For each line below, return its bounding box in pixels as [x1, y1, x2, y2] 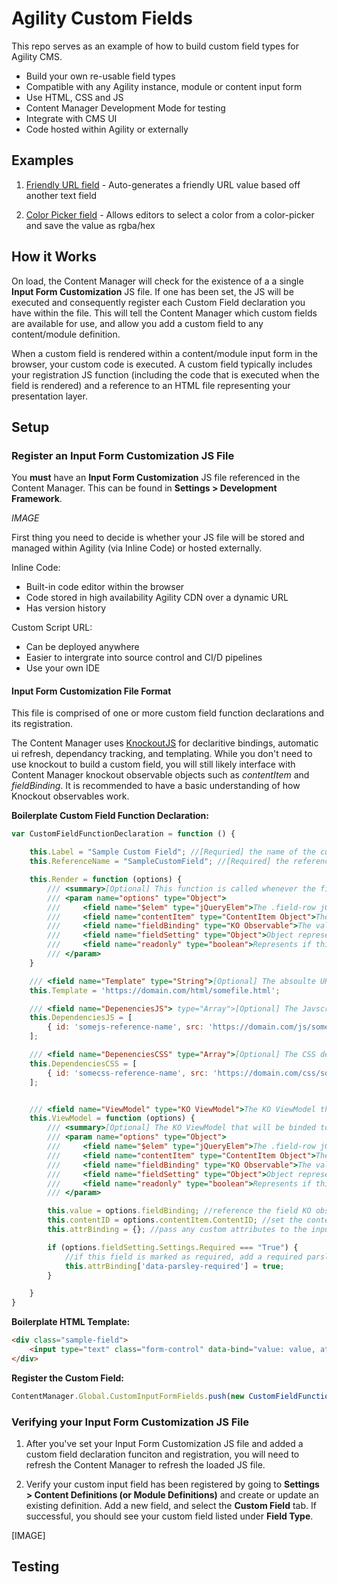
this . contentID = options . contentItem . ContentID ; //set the [47, 1215, 303, 1226]
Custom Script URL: [11, 622, 93, 634]
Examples [11, 152, 74, 169]
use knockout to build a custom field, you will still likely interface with [11, 758, 296, 771]
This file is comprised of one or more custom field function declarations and [11, 707, 325, 719]
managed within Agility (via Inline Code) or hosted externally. [11, 542, 263, 554]
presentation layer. [11, 390, 88, 402]
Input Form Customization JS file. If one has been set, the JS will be [11, 285, 294, 297]
